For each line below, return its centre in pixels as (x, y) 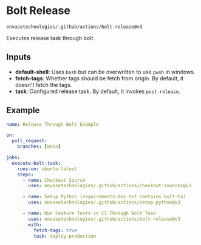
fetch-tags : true (55, 230)
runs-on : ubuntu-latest (47, 169)
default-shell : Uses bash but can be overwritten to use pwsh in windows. (105, 72)
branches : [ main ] (39, 147)
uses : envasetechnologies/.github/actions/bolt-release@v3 (104, 219)
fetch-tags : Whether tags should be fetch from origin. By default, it (99, 78)
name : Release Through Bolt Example (53, 124)
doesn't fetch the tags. (43, 85)
